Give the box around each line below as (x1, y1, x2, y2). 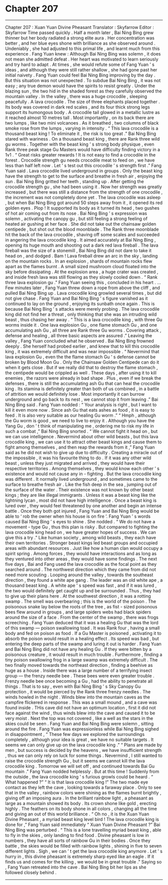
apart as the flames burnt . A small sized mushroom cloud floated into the (5, 263, 156, 269)
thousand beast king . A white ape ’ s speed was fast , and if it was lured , (5, 582, 157, 588)
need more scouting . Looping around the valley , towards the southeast (5, 571, 153, 578)
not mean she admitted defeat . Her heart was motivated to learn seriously (5, 56, 158, 62)
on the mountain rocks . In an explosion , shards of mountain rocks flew (5, 258, 152, 264)
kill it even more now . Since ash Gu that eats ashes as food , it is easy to (5, 407, 155, 413)
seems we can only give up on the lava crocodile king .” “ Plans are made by (5, 741, 162, 748)
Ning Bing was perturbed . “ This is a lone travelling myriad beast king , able (5, 826, 161, 833)
